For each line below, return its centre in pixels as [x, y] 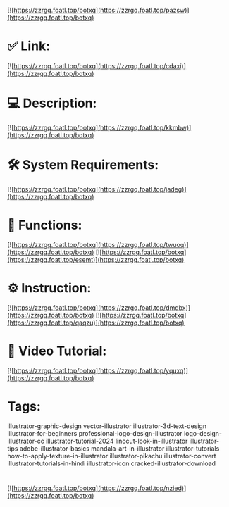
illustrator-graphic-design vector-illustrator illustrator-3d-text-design [107, 426]
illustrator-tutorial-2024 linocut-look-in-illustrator [117, 441]
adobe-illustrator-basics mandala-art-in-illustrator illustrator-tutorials [119, 448]
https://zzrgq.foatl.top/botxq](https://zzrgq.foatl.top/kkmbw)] [103, 127]
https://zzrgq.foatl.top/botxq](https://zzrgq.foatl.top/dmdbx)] [102, 307]
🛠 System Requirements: [83, 165]
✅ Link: [29, 46]
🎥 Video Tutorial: [57, 351]
